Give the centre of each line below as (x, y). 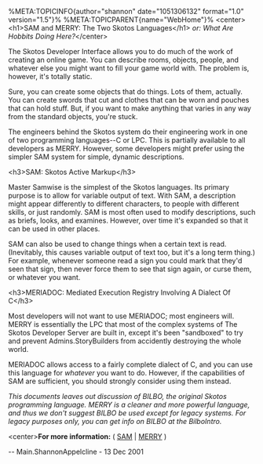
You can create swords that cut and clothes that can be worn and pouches (129, 100)
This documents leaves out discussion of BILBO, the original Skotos (118, 396)
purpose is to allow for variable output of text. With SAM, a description (122, 196)
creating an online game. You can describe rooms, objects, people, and (124, 60)
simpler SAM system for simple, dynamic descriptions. (96, 157)
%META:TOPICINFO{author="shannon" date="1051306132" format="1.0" (126, 11)
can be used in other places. (54, 229)
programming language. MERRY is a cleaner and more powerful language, (129, 404)
